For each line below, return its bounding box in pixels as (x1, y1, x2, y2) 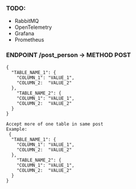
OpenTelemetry (14, 24, 52, 31)
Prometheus (14, 37, 45, 44)
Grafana (14, 30, 35, 37)
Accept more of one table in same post (6, 121, 104, 127)
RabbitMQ (14, 18, 39, 25)
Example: (6, 126, 28, 132)
